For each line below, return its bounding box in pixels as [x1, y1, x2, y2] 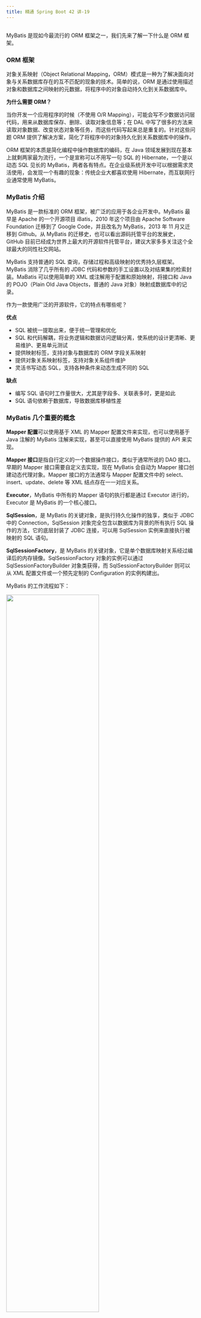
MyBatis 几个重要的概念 [6, 413, 76, 422]
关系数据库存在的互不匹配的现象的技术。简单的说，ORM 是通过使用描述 [16, 78, 194, 85]
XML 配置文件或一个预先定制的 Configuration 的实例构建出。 [13, 569, 163, 577]
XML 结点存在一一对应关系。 [71, 478, 142, 485]
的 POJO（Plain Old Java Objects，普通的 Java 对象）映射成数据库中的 [6, 281, 182, 288]
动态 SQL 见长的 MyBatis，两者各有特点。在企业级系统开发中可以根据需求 [6, 162, 188, 169]
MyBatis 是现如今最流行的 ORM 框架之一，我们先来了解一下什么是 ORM [6, 32, 183, 39]
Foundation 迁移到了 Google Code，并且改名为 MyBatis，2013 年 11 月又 [6, 223, 185, 230]
